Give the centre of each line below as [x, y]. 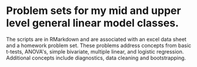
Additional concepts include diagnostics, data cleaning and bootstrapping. [96, 58]
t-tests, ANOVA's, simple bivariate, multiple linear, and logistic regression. [95, 51]
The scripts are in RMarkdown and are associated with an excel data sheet [96, 39]
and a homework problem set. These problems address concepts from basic [99, 45]
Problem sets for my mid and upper [94, 11]
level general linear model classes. [93, 23]
